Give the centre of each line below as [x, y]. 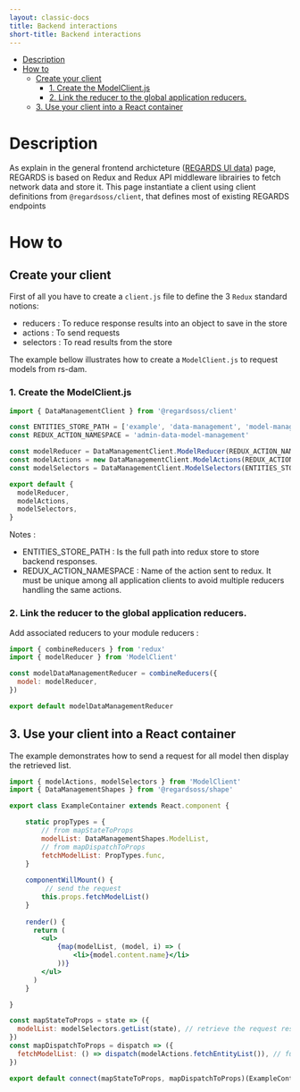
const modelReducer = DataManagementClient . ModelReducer [117, 452]
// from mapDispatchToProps [93, 847]
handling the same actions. [72, 590]
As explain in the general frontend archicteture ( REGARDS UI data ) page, [143, 168]
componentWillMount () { [70, 880]
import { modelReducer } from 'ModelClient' [93, 657]
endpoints [28, 206]
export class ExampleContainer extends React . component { [119, 806]
